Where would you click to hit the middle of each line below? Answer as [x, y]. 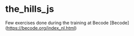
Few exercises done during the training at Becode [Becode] [67, 23]
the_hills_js [30, 9]
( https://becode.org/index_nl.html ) [41, 28]
